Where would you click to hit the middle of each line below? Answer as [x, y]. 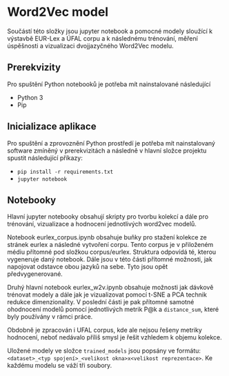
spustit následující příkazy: [45, 158]
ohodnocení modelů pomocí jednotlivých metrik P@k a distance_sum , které [113, 309]
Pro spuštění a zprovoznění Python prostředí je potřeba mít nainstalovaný [111, 143]
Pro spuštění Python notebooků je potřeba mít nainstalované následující [109, 84]
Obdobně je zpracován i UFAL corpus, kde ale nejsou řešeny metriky [104, 330]
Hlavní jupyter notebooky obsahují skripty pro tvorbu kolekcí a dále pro [108, 217]
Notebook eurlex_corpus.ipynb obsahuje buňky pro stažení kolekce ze [107, 237]
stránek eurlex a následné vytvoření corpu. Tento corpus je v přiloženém [110, 245]
